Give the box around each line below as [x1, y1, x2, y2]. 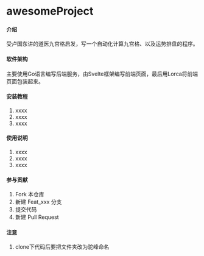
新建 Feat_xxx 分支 [15, 198, 62, 205]
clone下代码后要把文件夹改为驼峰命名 [15, 243, 110, 251]
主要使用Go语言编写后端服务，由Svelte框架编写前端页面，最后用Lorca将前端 [6, 70, 199, 77]
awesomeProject [6, 4, 94, 18]
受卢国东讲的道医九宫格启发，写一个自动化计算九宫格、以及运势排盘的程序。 [6, 40, 199, 48]
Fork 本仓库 [15, 191, 44, 198]
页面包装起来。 [6, 77, 44, 85]
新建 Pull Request [15, 213, 59, 221]
